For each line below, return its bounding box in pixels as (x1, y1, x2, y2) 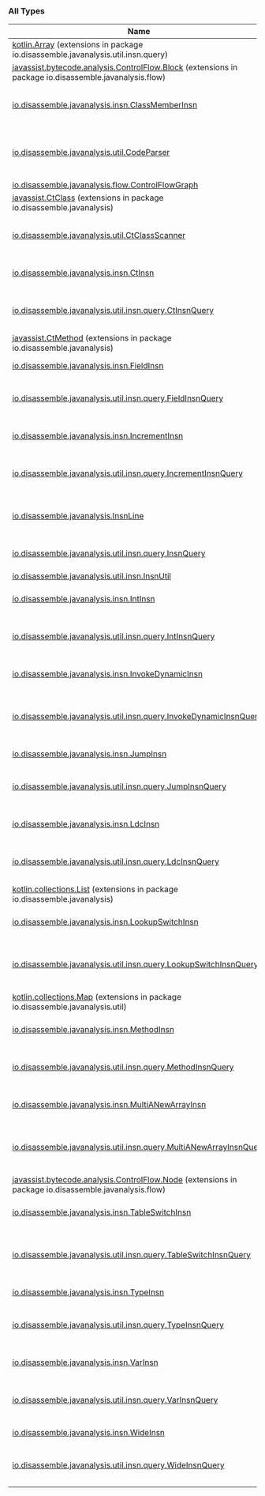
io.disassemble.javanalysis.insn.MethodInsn (12, 1024, 175, 1035)
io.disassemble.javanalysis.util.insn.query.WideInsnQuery (12, 1460, 225, 1471)
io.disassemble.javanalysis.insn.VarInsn (12, 1357, 159, 1368)
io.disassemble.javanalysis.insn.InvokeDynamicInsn (12, 669, 203, 680)
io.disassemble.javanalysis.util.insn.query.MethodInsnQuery (12, 1061, 234, 1072)
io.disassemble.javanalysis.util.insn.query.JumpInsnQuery (12, 781, 227, 792)
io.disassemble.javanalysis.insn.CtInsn (12, 267, 155, 278)
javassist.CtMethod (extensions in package (12, 333, 172, 344)
